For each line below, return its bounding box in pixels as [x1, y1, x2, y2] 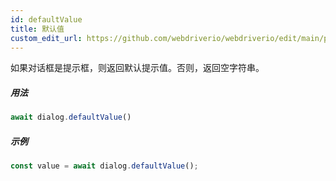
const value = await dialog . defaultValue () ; [10, 161, 199, 171]
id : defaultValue [10, 14, 83, 25]
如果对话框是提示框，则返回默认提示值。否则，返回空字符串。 [10, 62, 265, 74]
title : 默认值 [10, 24, 65, 34]
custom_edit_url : [10, 33, 83, 43]
